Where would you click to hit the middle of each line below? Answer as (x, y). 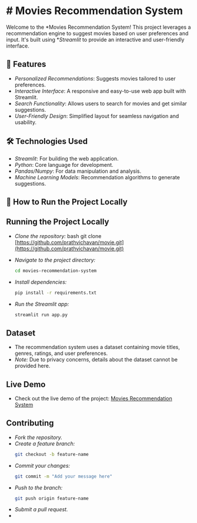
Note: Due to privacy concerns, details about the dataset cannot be (96, 360)
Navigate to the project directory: (55, 260)
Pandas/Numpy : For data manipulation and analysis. (78, 171)
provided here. (32, 366)
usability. (26, 122)
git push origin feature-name (52, 498)
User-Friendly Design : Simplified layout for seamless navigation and (97, 116)
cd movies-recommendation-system (56, 271)
